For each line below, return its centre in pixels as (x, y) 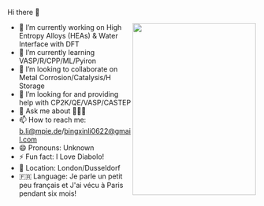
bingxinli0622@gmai (97, 131)
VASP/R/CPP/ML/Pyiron (57, 61)
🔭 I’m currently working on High (70, 27)
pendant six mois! (47, 193)
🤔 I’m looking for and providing (69, 94)
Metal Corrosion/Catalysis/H (65, 77)
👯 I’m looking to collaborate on (68, 69)
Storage (32, 86)
